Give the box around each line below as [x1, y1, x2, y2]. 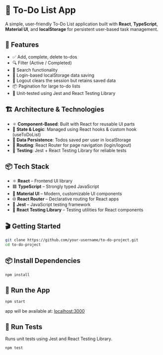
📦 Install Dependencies [5, 257, 81, 265]
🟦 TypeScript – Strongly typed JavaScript [12, 183, 99, 189]
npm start [5, 299, 26, 304]
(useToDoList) [12, 131, 41, 137]
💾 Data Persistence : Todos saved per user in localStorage [12, 137, 131, 143]
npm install [5, 272, 30, 277]
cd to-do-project [5, 242, 41, 248]
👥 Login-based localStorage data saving [12, 72, 95, 78]
